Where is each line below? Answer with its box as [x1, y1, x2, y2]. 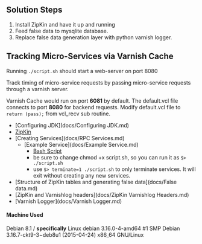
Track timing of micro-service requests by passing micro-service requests [6, 79, 191, 86]
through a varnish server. [6, 85, 69, 92]
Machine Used [6, 211, 43, 219]
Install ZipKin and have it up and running [14, 21, 116, 28]
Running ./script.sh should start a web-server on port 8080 [6, 67, 158, 74]
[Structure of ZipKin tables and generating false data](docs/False [14, 178, 177, 185]
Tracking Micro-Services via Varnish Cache [6, 51, 174, 62]
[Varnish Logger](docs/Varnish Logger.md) [14, 197, 122, 205]
